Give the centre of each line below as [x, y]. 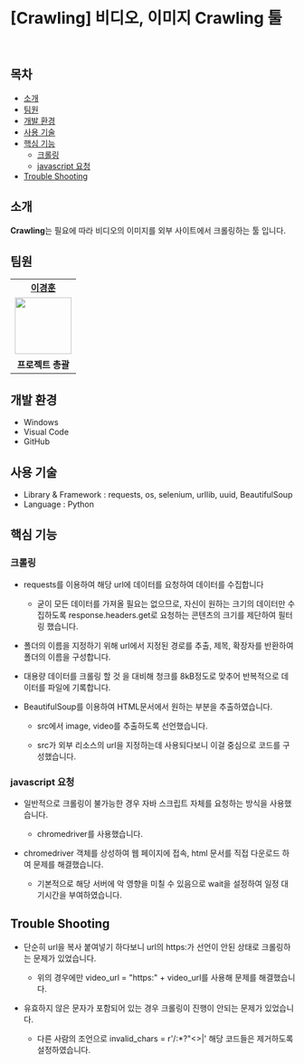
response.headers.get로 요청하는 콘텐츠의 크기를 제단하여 [172, 614]
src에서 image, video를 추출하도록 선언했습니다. [122, 726]
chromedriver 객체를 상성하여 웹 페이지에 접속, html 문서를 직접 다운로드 [152, 853]
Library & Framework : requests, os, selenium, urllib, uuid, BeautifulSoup [158, 494]
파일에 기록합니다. [79, 687]
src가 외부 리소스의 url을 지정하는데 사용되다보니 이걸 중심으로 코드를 [159, 745]
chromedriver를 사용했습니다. [90, 833]
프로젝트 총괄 [43, 365]
